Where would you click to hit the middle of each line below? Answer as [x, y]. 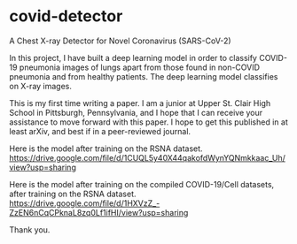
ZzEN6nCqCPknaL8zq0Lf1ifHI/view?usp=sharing [99, 212]
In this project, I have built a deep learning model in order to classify [133, 57]
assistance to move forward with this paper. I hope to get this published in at [148, 122]
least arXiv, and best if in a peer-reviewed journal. [100, 131]
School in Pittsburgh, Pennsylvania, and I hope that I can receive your [136, 112]
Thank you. [30, 229]
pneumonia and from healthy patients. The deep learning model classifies [144, 76]
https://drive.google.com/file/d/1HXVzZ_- [85, 203]
